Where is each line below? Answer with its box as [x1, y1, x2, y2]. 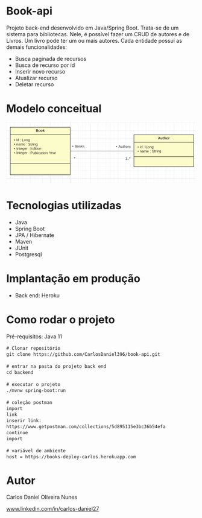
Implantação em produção [6, 271, 140, 285]
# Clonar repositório [6, 345, 61, 351]
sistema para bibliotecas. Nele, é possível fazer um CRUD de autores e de [6, 30, 190, 37]
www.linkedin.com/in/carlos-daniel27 [6, 505, 99, 513]
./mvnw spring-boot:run [6, 387, 66, 393]
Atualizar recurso [14, 74, 58, 81]
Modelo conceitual [6, 102, 102, 116]
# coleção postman [6, 399, 52, 405]
